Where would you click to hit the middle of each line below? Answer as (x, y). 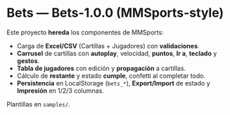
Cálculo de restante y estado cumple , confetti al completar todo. (111, 76)
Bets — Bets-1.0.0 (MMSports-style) (115, 13)
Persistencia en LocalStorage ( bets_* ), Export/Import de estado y (113, 83)
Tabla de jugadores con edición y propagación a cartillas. (101, 68)
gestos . (28, 60)
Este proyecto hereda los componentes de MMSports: (85, 32)
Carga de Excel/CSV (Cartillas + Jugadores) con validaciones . (108, 46)
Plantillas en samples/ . (39, 104)
